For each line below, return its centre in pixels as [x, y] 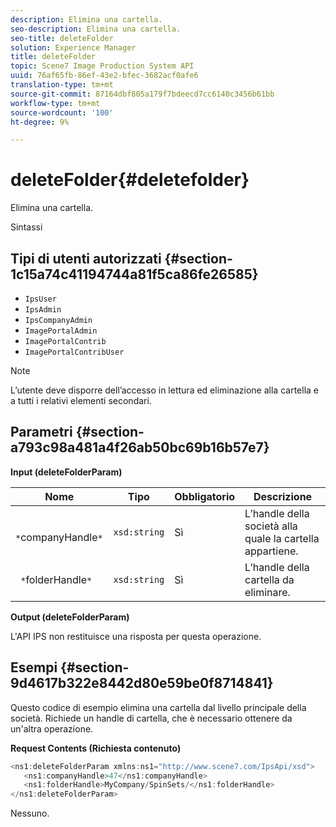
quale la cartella [282, 538]
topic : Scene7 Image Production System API [102, 66]
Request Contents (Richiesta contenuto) [96, 748]
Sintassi [26, 227]
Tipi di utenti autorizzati [86, 258]
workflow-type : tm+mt [55, 103]
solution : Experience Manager [73, 47]
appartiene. [271, 551]
